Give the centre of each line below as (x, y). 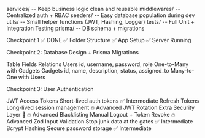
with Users (32, 77)
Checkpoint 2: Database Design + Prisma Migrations (73, 52)
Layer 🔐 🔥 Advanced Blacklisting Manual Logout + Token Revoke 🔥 (91, 114)
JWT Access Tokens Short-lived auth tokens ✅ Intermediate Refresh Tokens (103, 101)
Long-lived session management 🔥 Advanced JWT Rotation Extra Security (101, 107)
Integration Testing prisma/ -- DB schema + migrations (75, 28)
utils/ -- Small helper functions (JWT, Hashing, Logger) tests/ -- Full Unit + (100, 22)
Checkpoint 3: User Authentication (50, 89)
